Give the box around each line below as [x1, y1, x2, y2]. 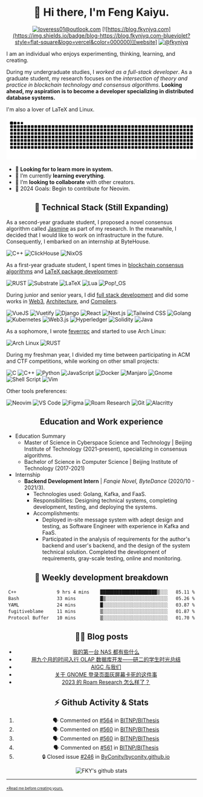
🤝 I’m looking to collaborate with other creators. [14, 178, 135, 185]
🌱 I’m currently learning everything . [14, 172, 106, 179]
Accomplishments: [33, 510, 80, 517]
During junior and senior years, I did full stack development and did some [6, 291, 188, 299]
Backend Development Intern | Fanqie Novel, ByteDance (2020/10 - [24, 478, 195, 485]
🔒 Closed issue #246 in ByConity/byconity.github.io [42, 753, 170, 761]
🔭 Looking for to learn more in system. [14, 165, 113, 173]
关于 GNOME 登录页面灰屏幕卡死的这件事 [54, 671, 158, 678]
